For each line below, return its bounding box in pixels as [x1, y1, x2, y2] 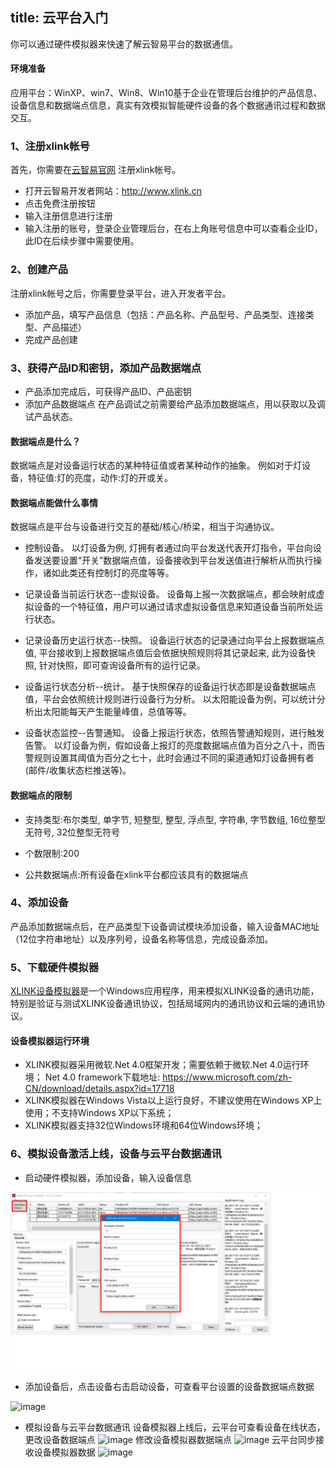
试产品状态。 [24, 410, 78, 422]
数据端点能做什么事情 [10, 496, 98, 508]
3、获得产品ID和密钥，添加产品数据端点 [10, 361, 202, 375]
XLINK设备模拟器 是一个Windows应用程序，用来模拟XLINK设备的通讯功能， [10, 985, 320, 997]
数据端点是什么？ [10, 435, 81, 447]
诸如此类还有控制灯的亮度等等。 [42, 567, 175, 579]
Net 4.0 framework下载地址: [44, 1071, 161, 1083]
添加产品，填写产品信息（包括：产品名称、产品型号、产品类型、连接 [24, 308, 306, 320]
